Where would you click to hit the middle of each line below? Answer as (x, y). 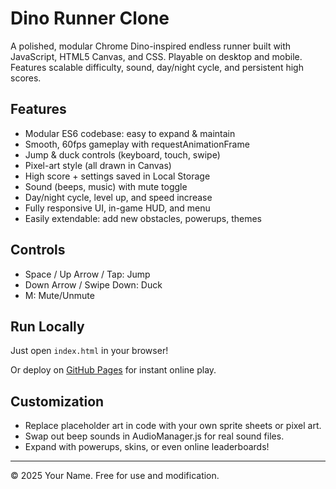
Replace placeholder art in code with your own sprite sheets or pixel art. (173, 426)
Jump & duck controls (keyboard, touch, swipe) (122, 154)
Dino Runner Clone (90, 18)
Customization (57, 401)
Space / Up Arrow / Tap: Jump (87, 274)
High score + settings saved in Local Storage (117, 176)
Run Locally (47, 326)
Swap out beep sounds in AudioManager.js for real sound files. (154, 436)
